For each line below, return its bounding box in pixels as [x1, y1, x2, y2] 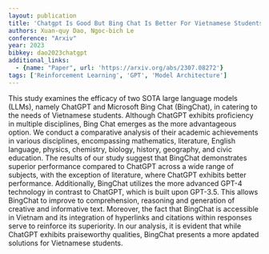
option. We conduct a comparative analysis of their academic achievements [8, 127, 259, 137]
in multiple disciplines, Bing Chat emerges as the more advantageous [8, 119, 237, 128]
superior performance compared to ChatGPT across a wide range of [8, 161, 235, 171]
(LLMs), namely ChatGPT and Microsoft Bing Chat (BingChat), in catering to [8, 102, 258, 111]
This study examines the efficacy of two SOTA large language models [8, 93, 238, 103]
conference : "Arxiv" [8, 34, 78, 42]
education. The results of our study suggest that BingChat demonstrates [8, 153, 247, 163]
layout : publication [8, 11, 78, 20]
